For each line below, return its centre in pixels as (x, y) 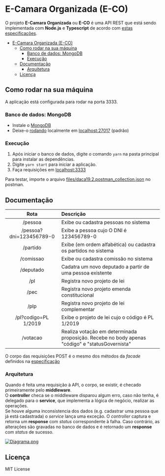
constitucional (78, 295)
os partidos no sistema (87, 251)
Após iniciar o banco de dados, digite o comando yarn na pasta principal (85, 154)
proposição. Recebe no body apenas (104, 338)
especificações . (21, 33)
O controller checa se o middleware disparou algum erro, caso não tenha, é (82, 396)
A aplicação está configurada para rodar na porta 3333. (61, 102)
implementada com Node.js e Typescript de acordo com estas (69, 28)
